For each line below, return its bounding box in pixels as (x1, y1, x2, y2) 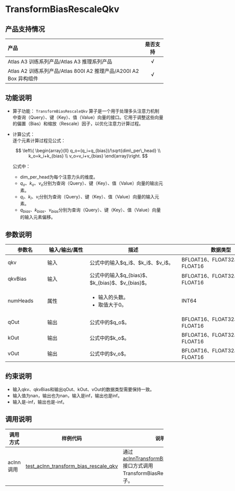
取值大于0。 (98, 301, 127, 308)
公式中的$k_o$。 (89, 335, 130, 342)
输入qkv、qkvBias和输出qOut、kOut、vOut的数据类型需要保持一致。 (12, 386, 155, 392)
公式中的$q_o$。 (89, 319, 130, 326)
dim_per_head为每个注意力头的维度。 (20, 174, 98, 180)
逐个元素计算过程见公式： (12, 137, 66, 144)
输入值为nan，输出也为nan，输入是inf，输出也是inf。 (12, 393, 123, 399)
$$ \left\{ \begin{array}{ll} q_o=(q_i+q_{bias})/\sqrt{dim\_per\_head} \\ (16, 147, 161, 154)
